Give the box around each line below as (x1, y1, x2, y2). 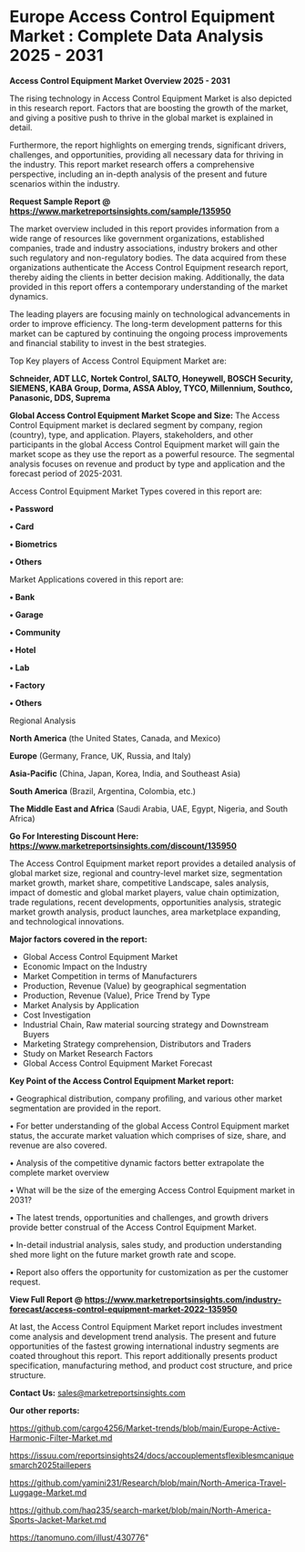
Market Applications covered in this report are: (9, 574, 184, 585)
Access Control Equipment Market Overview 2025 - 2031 (9, 75, 230, 86)
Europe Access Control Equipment (9, 6, 276, 27)
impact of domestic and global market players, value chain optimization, (9, 886, 280, 898)
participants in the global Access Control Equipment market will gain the (9, 439, 280, 450)
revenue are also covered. (9, 1139, 107, 1150)
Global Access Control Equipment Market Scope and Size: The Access (9, 410, 280, 421)
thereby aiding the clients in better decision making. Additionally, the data (9, 271, 285, 282)
